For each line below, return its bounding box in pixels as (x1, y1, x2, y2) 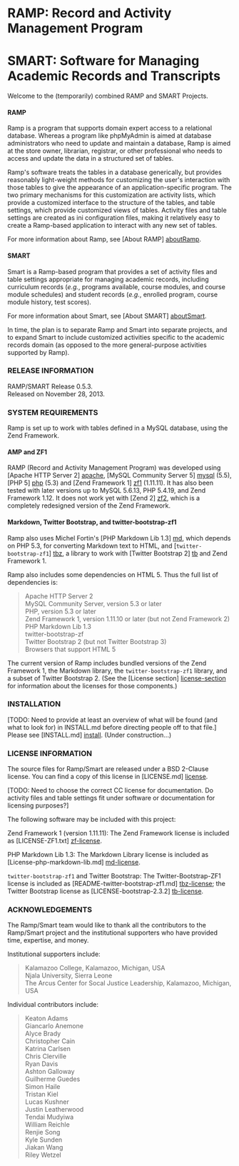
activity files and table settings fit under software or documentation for (7, 794, 215, 803)
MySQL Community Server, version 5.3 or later (24, 599, 162, 608)
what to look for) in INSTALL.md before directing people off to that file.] (7, 723, 217, 731)
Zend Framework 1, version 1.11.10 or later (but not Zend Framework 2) (24, 614, 230, 623)
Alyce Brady (24, 1030, 61, 1038)
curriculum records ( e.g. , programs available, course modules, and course (7, 282, 226, 291)
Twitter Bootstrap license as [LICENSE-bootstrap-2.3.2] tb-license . (7, 887, 204, 895)
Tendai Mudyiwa (24, 1112, 74, 1122)
